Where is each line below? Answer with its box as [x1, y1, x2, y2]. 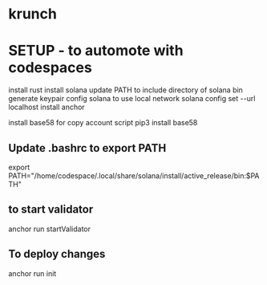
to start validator [8, 202, 94, 217]
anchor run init [8, 268, 57, 278]
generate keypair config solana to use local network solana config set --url [8, 94, 256, 104]
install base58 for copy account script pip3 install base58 [8, 118, 198, 128]
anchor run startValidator [8, 224, 91, 234]
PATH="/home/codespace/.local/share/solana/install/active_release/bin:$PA [8, 170, 260, 181]
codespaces [8, 59, 92, 77]
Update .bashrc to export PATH [8, 141, 167, 155]
